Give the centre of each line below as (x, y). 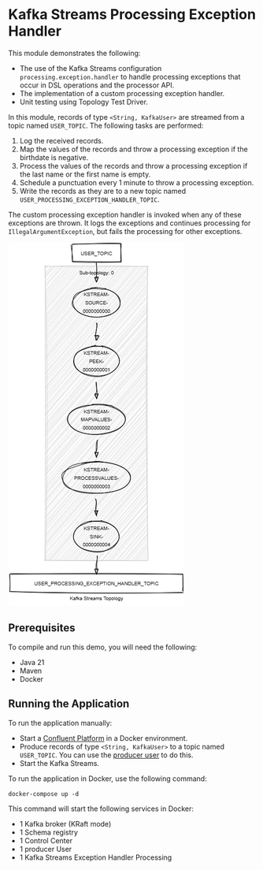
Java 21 (32, 662)
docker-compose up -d (44, 794)
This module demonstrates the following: (74, 53)
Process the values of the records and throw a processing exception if (133, 165)
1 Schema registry (49, 832)
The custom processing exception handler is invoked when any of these (125, 214)
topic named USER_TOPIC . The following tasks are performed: (106, 125)
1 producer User (46, 849)
